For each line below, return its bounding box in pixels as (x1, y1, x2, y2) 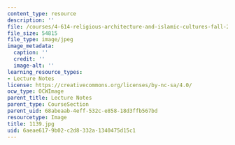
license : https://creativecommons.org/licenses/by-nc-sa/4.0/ (7, 82, 192, 89)
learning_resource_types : (7, 68, 83, 75)
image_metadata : (7, 43, 55, 49)
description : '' (7, 17, 55, 24)
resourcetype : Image (7, 114, 68, 121)
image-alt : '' (13, 62, 55, 69)
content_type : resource (7, 10, 77, 17)
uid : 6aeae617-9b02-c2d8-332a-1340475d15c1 (7, 127, 136, 134)
